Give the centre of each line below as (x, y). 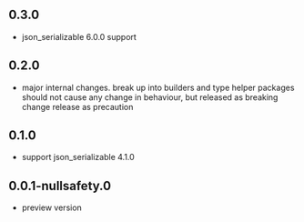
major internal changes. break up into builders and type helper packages (158, 87)
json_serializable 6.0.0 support (79, 36)
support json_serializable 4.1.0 (78, 157)
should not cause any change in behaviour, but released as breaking (150, 97)
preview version (52, 207)
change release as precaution (77, 106)
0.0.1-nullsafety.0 (60, 186)
